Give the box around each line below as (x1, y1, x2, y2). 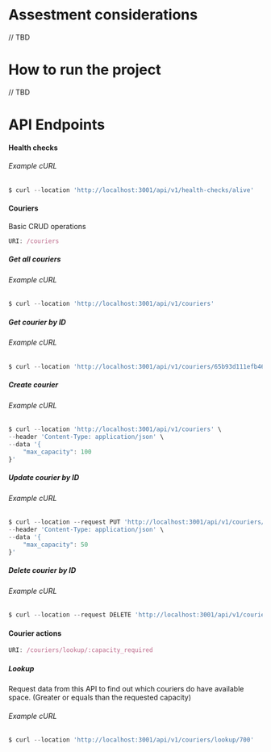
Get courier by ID (8, 317, 66, 327)
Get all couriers (8, 254, 61, 264)
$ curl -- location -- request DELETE (8, 611, 131, 619)
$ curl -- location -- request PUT (8, 518, 121, 526)
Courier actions (8, 628, 62, 638)
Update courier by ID (8, 473, 80, 483)
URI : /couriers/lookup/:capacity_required (8, 646, 153, 654)
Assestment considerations (8, 6, 198, 24)
